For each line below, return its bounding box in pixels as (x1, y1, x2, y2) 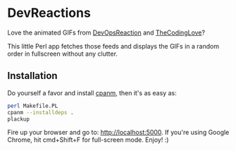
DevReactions (7, 5, 92, 21)
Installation (7, 70, 58, 82)
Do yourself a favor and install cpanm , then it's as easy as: (7, 88, 178, 97)
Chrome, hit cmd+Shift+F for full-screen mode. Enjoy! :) (7, 135, 169, 144)
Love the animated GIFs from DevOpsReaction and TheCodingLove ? (7, 28, 206, 37)
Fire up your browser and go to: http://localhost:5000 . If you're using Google (7, 128, 230, 137)
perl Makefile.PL (7, 102, 58, 109)
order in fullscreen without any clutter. (7, 49, 118, 58)
